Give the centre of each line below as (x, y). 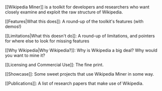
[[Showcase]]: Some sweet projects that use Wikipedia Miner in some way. (80, 74)
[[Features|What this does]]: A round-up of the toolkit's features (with (74, 21)
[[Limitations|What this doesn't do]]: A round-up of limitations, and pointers (80, 36)
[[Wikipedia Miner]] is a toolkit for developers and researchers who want (77, 7)
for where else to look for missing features (47, 41)
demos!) (13, 26)
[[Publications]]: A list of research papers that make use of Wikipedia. (74, 83)
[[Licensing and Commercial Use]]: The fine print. (54, 65)
